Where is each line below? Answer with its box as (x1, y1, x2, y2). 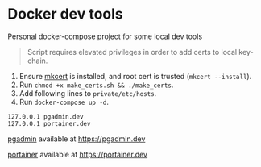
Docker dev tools (7, 5, 124, 23)
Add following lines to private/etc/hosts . (19, 88, 157, 98)
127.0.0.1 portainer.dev (7, 119, 91, 127)
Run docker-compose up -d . (19, 97, 110, 106)
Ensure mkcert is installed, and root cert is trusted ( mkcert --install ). (19, 71, 252, 81)
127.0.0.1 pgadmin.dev (7, 112, 84, 121)
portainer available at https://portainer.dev (7, 149, 148, 159)
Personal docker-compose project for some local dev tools (7, 31, 203, 41)
